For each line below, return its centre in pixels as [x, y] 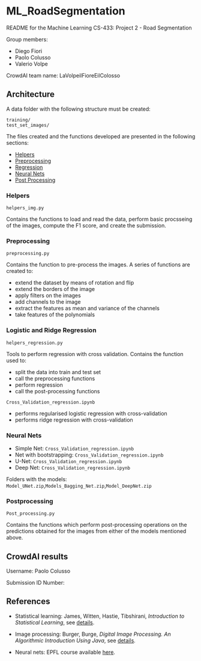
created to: [20, 271]
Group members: [27, 39]
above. [15, 538]
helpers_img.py [25, 208]
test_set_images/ [28, 125]
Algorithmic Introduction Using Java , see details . [75, 640]
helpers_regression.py [34, 343]
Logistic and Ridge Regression [52, 330]
